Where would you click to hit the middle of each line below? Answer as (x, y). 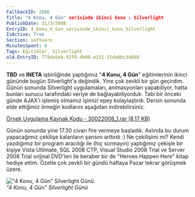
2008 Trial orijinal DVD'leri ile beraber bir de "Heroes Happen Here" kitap (97, 156)
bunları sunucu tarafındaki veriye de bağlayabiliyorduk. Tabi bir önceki (94, 94)
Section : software (29, 40)
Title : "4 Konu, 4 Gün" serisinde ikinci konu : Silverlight (85, 18)
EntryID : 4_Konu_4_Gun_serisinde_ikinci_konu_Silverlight (81, 29)
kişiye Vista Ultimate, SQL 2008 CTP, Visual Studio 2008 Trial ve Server (96, 150)
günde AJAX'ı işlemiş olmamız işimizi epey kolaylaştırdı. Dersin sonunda (96, 100)
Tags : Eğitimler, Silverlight (45, 52)
